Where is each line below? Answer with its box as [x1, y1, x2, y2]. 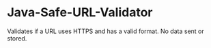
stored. [7, 34, 27, 42]
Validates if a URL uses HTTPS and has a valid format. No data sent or [7, 27, 205, 35]
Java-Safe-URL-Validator [7, 5, 153, 20]
